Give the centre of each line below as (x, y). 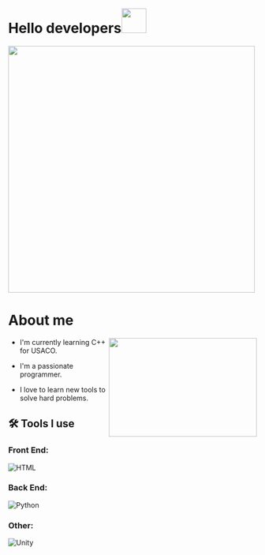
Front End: (28, 450)
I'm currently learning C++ (63, 342)
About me (41, 321)
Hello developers (65, 28)
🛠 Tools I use (41, 424)
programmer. (41, 374)
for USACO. (38, 351)
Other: (21, 525)
